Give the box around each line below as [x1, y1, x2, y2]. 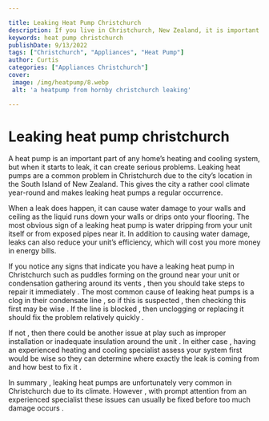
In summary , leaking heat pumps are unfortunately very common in [8, 378, 232, 387]
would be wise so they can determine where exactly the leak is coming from [8, 354, 259, 363]
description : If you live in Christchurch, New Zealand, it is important [8, 26, 260, 34]
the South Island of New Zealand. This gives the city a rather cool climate [8, 180, 250, 189]
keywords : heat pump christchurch [8, 34, 124, 42]
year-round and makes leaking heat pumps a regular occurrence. [8, 188, 223, 197]
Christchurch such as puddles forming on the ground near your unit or [8, 270, 240, 280]
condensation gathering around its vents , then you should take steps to [8, 278, 246, 289]
